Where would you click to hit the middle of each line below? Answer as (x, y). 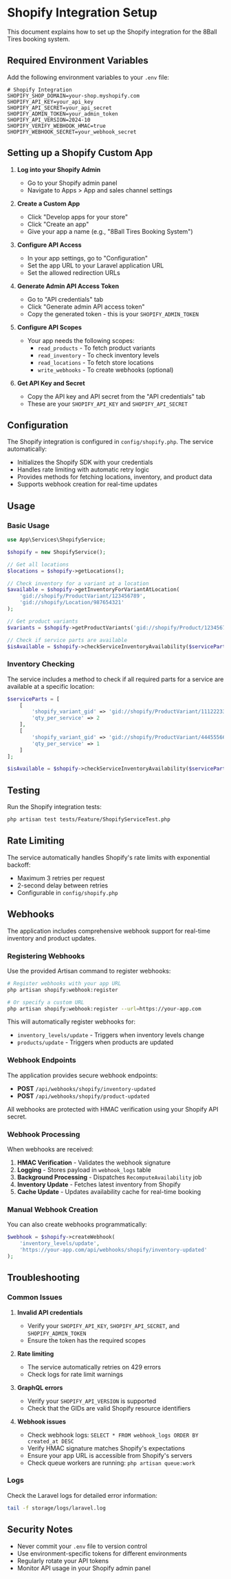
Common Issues (35, 1297)
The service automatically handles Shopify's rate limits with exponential (109, 857)
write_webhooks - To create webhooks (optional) (106, 370)
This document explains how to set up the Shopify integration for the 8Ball (112, 32)
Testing (24, 790)
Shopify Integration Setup (82, 13)
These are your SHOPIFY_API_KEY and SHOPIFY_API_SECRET (107, 404)
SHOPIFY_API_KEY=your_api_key (51, 102)
